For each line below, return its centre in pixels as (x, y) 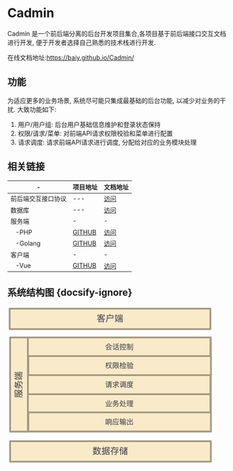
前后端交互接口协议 (38, 199)
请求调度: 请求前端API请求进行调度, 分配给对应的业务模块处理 (107, 142)
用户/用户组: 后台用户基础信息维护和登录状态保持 (89, 124)
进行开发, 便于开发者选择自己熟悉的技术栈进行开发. (82, 42)
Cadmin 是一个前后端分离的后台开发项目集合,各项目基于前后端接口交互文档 (117, 33)
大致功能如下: (37, 109)
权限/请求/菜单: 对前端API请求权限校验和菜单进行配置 (95, 133)
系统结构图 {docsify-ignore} (70, 292)
